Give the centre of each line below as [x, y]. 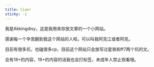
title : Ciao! [18, 9]
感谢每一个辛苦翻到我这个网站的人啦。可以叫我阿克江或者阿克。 [69, 39]
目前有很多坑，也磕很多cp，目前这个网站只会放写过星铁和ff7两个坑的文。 [78, 49]
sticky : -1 [16, 14]
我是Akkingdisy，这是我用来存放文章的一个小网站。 [57, 28]
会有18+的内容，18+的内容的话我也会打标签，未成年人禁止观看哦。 [72, 59]
